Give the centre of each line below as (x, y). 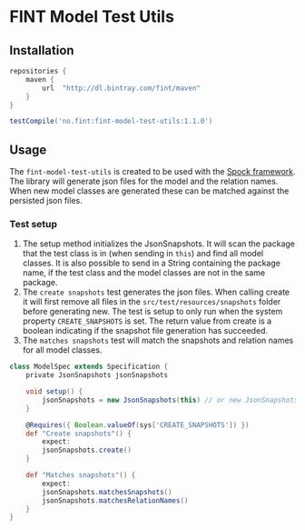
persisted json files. (46, 201)
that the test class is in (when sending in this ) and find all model (143, 254)
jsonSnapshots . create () (87, 450)
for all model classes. (62, 350)
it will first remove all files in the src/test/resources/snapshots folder (152, 302)
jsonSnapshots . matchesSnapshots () (107, 492)
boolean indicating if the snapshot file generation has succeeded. (145, 331)
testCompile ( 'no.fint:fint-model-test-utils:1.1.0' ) (111, 121)
